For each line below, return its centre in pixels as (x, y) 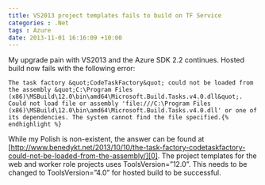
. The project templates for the (207, 156)
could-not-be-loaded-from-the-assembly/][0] (83, 156)
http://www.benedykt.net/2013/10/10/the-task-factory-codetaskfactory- (128, 148)
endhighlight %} (35, 125)
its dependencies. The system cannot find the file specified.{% (118, 118)
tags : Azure (30, 30)
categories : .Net (38, 23)
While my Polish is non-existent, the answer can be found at (106, 139)
